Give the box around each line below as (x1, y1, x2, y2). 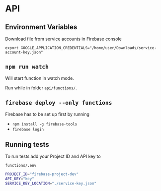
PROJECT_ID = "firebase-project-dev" (5, 172, 79, 177)
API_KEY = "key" (5, 177, 35, 182)
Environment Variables (5, 23, 78, 31)
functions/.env (5, 163, 37, 168)
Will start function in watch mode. (5, 75, 75, 81)
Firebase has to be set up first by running (5, 111, 89, 117)
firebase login (12, 127, 44, 132)
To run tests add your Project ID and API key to (5, 153, 101, 159)
